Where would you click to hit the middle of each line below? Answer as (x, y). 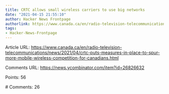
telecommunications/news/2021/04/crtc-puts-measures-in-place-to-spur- (82, 52)
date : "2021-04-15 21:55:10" (36, 14)
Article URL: (18, 47)
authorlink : (18, 24)
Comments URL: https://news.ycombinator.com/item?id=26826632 (75, 67)
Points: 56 (16, 77)
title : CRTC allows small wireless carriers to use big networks (75, 10)
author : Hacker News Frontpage (38, 19)
